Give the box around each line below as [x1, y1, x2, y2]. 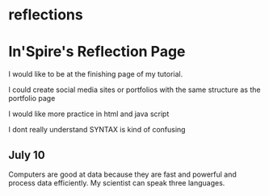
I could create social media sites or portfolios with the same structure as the [8, 85, 261, 94]
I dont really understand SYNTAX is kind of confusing [8, 125, 186, 135]
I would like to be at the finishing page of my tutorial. [8, 69, 183, 79]
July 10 [8, 148, 46, 162]
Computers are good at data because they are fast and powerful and [8, 169, 237, 179]
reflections [8, 6, 83, 24]
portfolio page [8, 94, 56, 103]
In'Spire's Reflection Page [8, 43, 186, 61]
